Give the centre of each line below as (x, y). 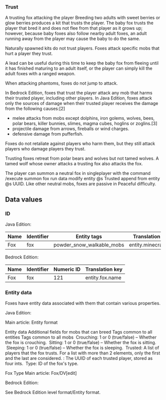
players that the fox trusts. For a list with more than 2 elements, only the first (83, 353)
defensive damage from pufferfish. (48, 134)
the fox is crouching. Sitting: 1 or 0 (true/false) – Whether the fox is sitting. (81, 343)
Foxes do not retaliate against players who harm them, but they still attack (80, 144)
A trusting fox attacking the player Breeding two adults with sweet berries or (83, 18)
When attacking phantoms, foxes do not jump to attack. (62, 83)
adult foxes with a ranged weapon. (40, 74)
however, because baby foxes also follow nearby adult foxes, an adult (76, 34)
